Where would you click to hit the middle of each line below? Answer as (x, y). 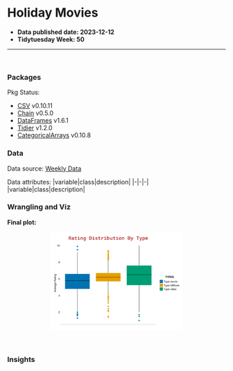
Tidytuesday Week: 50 (51, 39)
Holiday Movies (53, 13)
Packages (24, 77)
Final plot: (22, 222)
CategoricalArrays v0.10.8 (54, 135)
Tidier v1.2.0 (35, 128)
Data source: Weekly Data (44, 169)
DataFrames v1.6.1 (43, 121)
